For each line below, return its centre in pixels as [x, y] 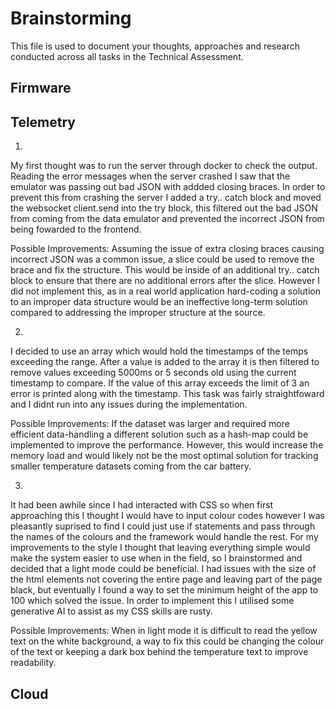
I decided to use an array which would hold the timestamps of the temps [159, 351]
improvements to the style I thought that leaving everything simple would [160, 548]
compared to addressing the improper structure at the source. [138, 313]
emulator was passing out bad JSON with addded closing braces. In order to [168, 187]
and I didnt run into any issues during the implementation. [129, 404]
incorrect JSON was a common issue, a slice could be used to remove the [162, 259]
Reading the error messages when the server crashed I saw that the [150, 176]
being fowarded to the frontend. [76, 229]
